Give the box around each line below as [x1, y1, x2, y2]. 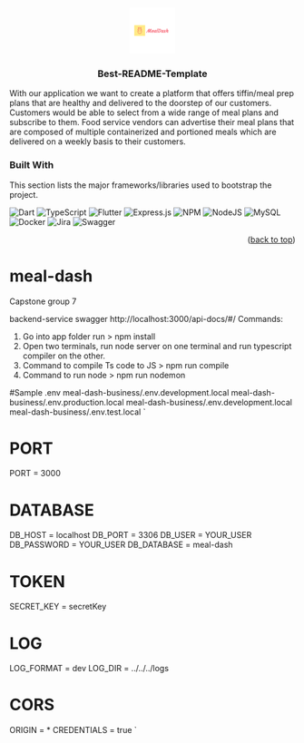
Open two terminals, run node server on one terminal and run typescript [22, 340, 292, 351]
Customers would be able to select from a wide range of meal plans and [9, 107, 279, 118]
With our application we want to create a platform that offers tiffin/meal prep [9, 88, 295, 99]
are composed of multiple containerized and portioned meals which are [9, 126, 277, 138]
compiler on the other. [22, 350, 106, 361]
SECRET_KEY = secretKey [9, 601, 107, 612]
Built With [9, 159, 54, 171]
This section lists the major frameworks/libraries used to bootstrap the [9, 180, 272, 191]
